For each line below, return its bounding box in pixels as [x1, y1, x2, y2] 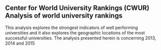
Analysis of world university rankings [5, 12, 123, 20]
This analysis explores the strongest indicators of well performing [5, 25, 138, 30]
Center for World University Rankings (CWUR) [5, 4, 150, 12]
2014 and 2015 [5, 40, 35, 46]
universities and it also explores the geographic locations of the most [5, 29, 145, 36]
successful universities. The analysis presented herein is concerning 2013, [5, 35, 157, 41]
